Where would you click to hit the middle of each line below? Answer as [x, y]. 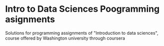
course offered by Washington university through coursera [65, 38]
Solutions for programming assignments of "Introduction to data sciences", [82, 33]
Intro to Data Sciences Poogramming [82, 9]
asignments [30, 19]
